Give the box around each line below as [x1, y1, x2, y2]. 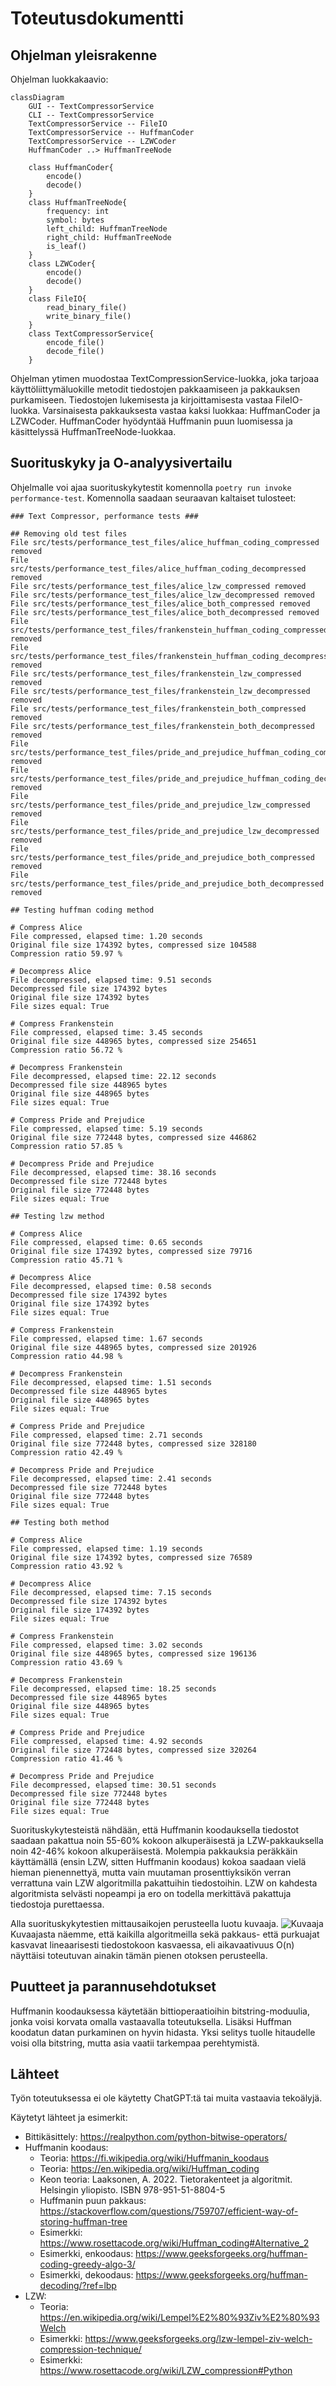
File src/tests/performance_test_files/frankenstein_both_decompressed [10, 721, 315, 731]
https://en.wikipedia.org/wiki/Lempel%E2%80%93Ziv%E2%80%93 [39, 2312, 320, 2324]
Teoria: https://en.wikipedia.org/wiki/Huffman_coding [39, 2163, 260, 2175]
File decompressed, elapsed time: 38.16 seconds [10, 1167, 217, 1177]
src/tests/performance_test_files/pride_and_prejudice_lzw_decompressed [10, 826, 320, 836]
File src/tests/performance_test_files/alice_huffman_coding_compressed [10, 537, 320, 547]
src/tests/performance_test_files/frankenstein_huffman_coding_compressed [10, 625, 329, 635]
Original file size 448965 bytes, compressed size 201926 [10, 1342, 257, 1352]
